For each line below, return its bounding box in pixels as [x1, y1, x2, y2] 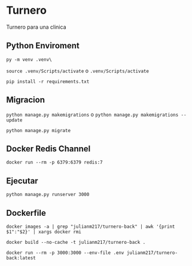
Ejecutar [6, 176, 38, 186]
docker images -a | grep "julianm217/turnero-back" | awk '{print [6, 224, 175, 230]
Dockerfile [6, 207, 47, 218]
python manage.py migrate [6, 127, 71, 133]
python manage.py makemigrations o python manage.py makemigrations [6, 111, 179, 118]
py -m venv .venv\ [6, 56, 52, 63]
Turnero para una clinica [6, 23, 67, 30]
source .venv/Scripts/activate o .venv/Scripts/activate [6, 67, 150, 74]
